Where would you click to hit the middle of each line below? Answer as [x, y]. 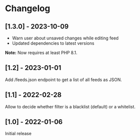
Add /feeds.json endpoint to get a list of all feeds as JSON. [63, 79]
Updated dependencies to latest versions [53, 43]
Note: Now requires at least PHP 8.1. [41, 52]
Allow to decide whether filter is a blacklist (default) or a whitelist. [70, 106]
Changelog [28, 9]
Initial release [18, 134]
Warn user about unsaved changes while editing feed [65, 38]
